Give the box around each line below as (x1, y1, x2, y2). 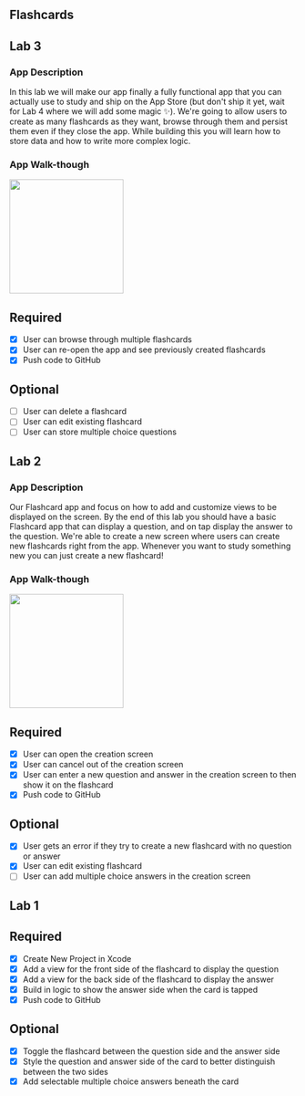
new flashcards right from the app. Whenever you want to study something (9, 540, 291, 551)
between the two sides (22, 1066, 109, 1077)
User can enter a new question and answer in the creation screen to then (22, 769, 297, 780)
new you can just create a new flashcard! (9, 550, 164, 561)
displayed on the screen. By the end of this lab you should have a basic (9, 511, 277, 523)
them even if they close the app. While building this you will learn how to (9, 126, 280, 137)
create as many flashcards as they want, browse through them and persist (9, 116, 289, 127)
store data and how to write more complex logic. (9, 136, 191, 147)
